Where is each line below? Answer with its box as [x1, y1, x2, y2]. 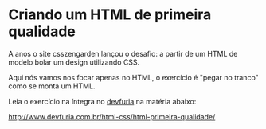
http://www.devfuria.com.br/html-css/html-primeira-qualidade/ [8, 111, 216, 121]
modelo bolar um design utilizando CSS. [8, 57, 140, 67]
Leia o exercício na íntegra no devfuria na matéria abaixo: [8, 96, 197, 106]
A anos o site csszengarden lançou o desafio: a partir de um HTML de [8, 49, 238, 58]
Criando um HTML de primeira [8, 6, 212, 24]
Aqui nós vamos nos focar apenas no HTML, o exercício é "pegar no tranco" [8, 72, 259, 82]
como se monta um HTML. [8, 81, 96, 91]
